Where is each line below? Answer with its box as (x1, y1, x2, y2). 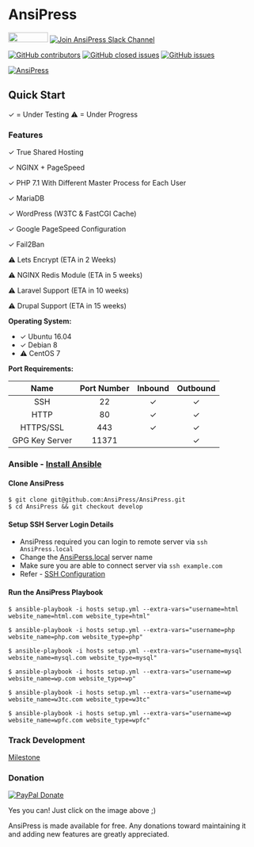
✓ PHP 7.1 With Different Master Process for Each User (8, 178, 187, 188)
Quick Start (8, 89, 66, 102)
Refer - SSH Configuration (19, 569, 105, 579)
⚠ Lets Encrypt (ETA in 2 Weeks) (8, 255, 116, 265)
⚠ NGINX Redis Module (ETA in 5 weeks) (8, 270, 143, 280)
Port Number (79, 383, 130, 394)
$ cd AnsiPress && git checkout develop (8, 503, 144, 511)
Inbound (137, 383, 169, 394)
